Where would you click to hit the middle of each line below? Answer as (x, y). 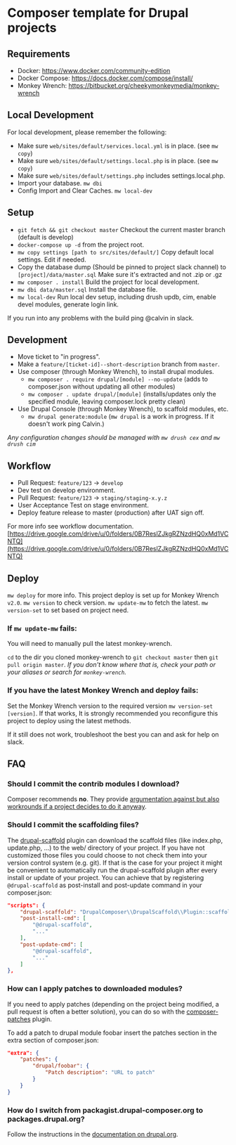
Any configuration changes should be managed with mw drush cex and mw (114, 438)
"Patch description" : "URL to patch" (100, 1073)
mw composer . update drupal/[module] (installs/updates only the (122, 394)
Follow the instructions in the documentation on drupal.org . (93, 1134)
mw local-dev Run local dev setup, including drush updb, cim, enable (117, 297)
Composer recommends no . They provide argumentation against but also (113, 799)
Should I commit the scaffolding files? (73, 825)
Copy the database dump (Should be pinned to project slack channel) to (122, 267)
